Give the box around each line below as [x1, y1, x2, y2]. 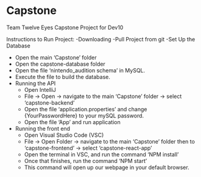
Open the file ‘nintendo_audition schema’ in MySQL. [15, 66, 146, 74]
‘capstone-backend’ [24, 99, 75, 106]
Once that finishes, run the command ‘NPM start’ [24, 157, 147, 164]
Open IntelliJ [24, 86, 57, 93]
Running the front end [15, 125, 71, 132]
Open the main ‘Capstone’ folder [15, 54, 97, 61]
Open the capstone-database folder [15, 60, 105, 68]
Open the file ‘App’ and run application [24, 118, 121, 125]
